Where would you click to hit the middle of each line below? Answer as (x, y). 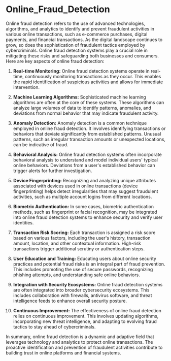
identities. (23, 222)
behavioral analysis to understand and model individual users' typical (85, 160)
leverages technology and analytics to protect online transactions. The (79, 342)
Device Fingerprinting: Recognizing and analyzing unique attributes (84, 180)
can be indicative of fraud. (41, 144)
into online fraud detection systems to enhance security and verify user (88, 217)
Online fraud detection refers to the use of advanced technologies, (75, 23)
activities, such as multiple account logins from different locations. (82, 196)
